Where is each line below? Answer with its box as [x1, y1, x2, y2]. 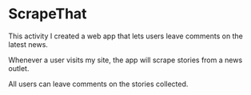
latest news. [8, 39, 48, 49]
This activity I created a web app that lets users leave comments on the [8, 31, 244, 41]
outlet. [8, 63, 30, 73]
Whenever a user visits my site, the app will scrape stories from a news [8, 55, 243, 65]
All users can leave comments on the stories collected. [8, 79, 189, 89]
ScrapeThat [8, 5, 87, 23]
